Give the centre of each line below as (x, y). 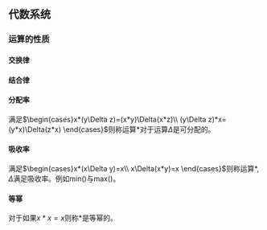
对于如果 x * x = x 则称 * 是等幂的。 (63, 218)
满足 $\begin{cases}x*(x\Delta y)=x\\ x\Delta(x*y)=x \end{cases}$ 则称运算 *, (134, 168)
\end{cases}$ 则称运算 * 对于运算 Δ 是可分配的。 (139, 129)
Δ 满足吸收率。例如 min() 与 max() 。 (64, 179)
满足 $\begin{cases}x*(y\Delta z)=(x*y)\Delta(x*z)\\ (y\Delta (107, 119)
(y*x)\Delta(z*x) (35, 129)
